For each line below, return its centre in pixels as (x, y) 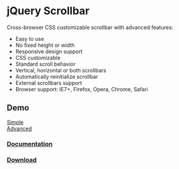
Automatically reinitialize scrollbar (57, 76)
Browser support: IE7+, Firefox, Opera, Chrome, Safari (81, 89)
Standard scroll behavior (45, 64)
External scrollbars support (48, 83)
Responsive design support (49, 51)
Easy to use (29, 39)
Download (22, 160)
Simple (15, 122)
